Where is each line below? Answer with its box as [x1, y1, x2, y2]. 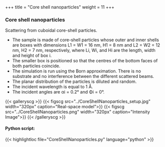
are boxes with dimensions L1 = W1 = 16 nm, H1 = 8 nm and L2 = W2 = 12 [12, 42, 161, 48]
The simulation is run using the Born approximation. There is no [12, 68, 141, 74]
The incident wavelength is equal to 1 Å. [12, 84, 93, 90]
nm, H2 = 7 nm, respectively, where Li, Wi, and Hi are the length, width [12, 48, 156, 53]
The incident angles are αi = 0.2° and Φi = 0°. [12, 89, 105, 95]
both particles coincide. [12, 63, 61, 69]
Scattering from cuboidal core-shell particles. [5, 27, 98, 33]
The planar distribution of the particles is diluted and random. [12, 78, 137, 85]
